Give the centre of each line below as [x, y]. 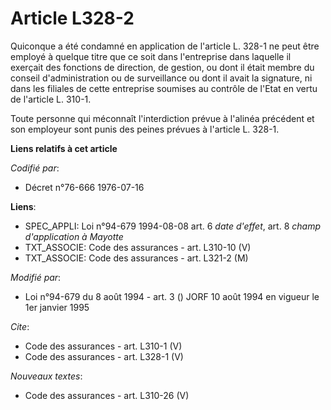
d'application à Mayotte [74, 236]
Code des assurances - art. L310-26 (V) [107, 395]
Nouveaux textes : [46, 376]
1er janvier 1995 [57, 307]
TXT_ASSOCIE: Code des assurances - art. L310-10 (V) [138, 247]
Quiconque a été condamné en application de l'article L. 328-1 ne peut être [165, 46]
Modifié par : [36, 277]
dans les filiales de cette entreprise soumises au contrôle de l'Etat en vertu [164, 88]
